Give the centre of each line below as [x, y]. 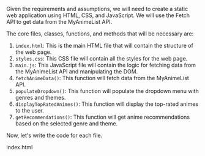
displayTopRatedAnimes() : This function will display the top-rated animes [107, 104]
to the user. [29, 110]
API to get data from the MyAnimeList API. [59, 22]
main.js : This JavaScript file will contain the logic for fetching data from [106, 65]
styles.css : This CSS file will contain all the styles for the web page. [101, 58]
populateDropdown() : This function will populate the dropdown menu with [107, 91]
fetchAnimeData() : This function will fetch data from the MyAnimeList [102, 78]
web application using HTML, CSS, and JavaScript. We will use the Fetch [98, 15]
